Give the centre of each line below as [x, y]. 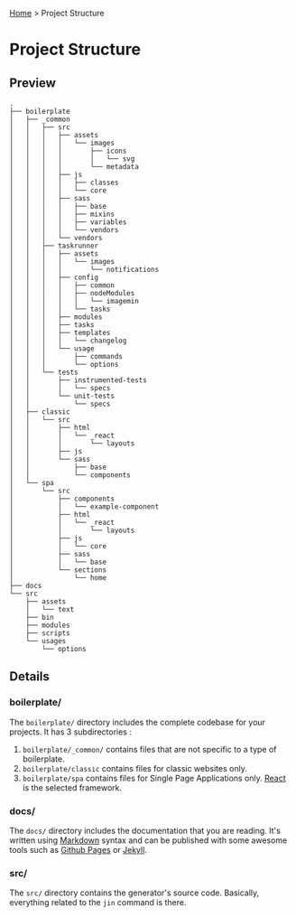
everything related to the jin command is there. [98, 903]
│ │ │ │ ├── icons [68, 151]
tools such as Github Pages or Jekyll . [78, 849]
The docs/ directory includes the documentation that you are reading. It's [145, 830]
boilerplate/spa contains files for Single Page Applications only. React [154, 778]
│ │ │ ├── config [54, 277]
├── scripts [48, 633]
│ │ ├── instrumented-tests [78, 380]
